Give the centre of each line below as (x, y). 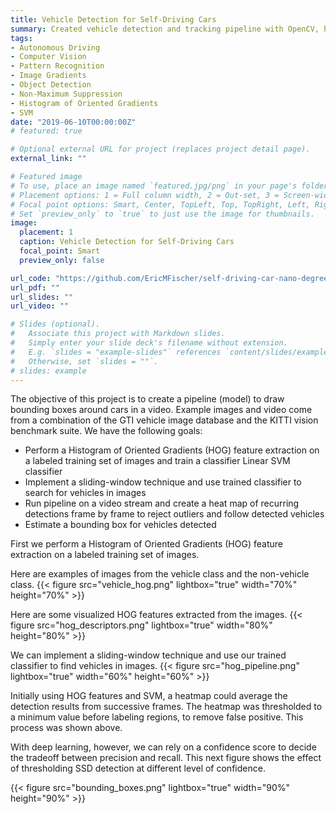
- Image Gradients (48, 76)
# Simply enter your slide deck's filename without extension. (149, 343)
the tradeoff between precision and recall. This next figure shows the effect (166, 758)
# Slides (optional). (55, 324)
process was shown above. (66, 728)
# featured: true (46, 131)
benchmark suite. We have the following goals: (106, 431)
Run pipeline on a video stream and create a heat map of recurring (162, 503)
